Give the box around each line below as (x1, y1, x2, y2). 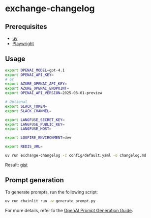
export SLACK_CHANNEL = (5, 108, 52, 113)
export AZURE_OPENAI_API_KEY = (5, 81, 67, 86)
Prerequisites (5, 23, 47, 31)
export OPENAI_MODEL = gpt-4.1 (5, 68, 65, 73)
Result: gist (5, 162, 28, 168)
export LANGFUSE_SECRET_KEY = (5, 117, 65, 122)
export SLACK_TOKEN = (5, 104, 48, 109)
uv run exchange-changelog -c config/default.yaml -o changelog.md (5, 153, 147, 158)
